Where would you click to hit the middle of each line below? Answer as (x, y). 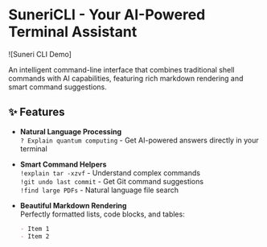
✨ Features (37, 112)
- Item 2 (35, 236)
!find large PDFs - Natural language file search (99, 190)
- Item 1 (35, 228)
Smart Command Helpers (63, 164)
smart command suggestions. (58, 87)
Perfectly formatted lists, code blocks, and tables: (102, 214)
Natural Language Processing (71, 131)
